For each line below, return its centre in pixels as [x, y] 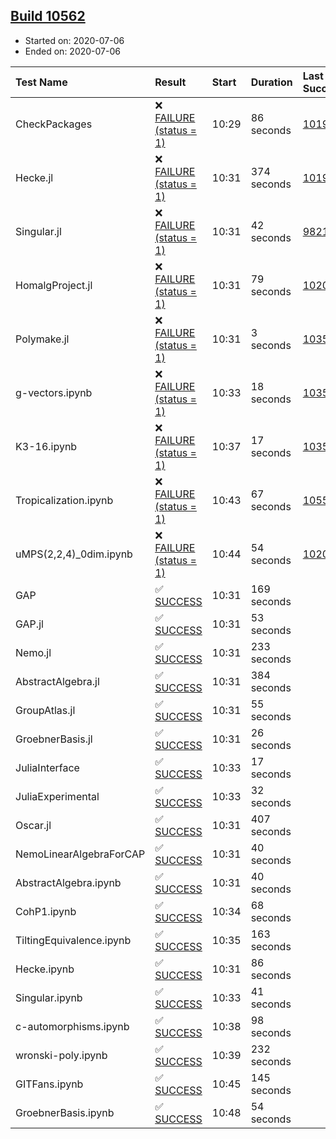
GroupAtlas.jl [45, 710]
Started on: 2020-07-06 [74, 40]
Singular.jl [38, 231]
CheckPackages [54, 124]
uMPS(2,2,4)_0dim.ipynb [74, 554]
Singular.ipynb [49, 997]
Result [170, 82]
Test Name [41, 82]
